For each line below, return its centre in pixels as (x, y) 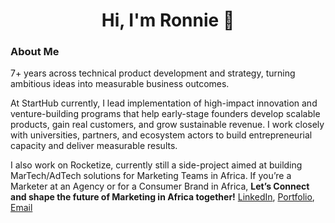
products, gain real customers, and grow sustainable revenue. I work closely (167, 125)
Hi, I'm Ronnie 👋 (168, 20)
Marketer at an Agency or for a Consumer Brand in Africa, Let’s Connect (160, 186)
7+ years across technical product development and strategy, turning (153, 73)
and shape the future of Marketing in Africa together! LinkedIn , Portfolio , (162, 197)
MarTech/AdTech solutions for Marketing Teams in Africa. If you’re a (151, 176)
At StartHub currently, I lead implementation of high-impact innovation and (164, 103)
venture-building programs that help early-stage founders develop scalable (165, 114)
